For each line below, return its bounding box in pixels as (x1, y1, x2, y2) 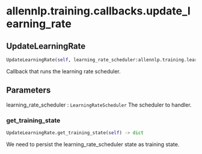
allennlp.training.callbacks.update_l (6, 4, 191, 18)
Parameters (6, 85, 51, 96)
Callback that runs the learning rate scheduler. (6, 67, 121, 75)
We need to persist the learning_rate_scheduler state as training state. (6, 140, 180, 148)
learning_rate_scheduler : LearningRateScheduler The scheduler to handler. (6, 101, 192, 108)
